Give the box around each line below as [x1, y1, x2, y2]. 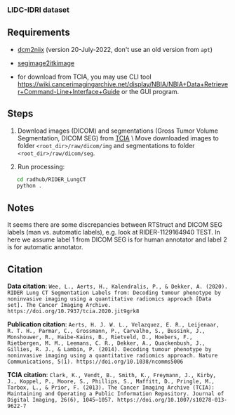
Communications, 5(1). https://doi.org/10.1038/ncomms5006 [7, 358, 184, 365]
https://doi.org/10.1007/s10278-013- [116, 396, 228, 403]
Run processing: [17, 162, 65, 171]
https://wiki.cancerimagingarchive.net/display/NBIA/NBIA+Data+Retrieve [17, 79, 229, 88]
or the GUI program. [121, 87, 180, 95]
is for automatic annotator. [7, 243, 83, 251]
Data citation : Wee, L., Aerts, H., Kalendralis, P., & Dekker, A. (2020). [7, 282, 228, 290]
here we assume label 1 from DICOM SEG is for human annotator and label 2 [7, 235, 227, 244]
